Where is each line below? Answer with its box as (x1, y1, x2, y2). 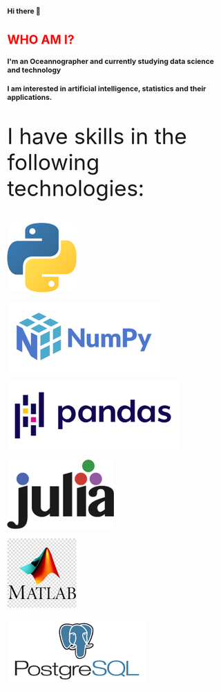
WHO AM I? (7, 32, 75, 48)
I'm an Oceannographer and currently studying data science (7, 57, 214, 67)
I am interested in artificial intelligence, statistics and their (7, 83, 206, 93)
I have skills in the (7, 123, 188, 150)
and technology (7, 65, 61, 75)
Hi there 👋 (7, 6, 41, 16)
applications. (7, 92, 52, 102)
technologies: (7, 175, 145, 202)
